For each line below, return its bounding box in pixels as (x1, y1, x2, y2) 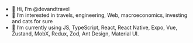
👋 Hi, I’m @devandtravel (11, 6, 70, 12)
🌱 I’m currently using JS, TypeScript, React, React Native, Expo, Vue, (11, 24, 178, 31)
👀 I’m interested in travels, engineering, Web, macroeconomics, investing (11, 12, 188, 19)
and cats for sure (11, 18, 53, 24)
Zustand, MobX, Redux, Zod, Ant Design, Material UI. (11, 30, 139, 37)
